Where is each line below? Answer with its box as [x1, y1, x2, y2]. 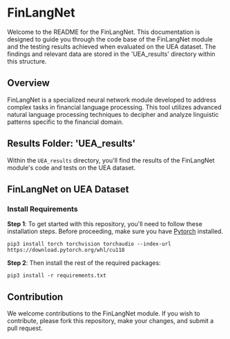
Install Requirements [7, 204, 78, 214]
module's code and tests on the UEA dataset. [7, 163, 136, 172]
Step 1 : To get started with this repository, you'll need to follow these [7, 220, 202, 228]
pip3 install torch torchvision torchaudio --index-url [7, 241, 171, 248]
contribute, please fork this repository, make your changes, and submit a [7, 317, 214, 325]
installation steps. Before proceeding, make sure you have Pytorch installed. [7, 227, 223, 236]
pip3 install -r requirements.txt [7, 272, 107, 280]
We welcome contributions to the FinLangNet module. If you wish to [7, 309, 200, 318]
